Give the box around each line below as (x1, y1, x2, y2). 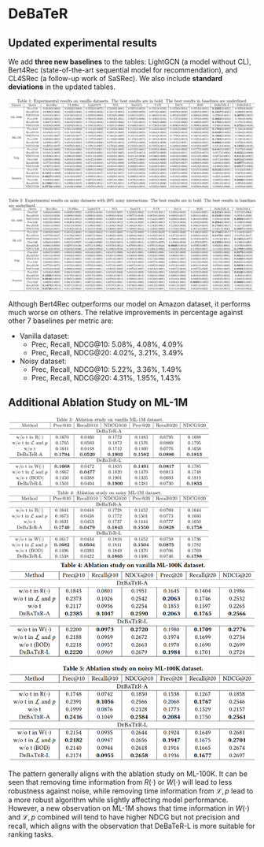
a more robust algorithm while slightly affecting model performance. (8, 795, 229, 804)
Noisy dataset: (19, 356, 67, 366)
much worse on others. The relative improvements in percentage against (8, 308, 244, 318)
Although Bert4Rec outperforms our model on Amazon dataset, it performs (8, 299, 251, 309)
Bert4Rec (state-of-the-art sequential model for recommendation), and (8, 65, 238, 75)
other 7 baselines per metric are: (8, 316, 114, 325)
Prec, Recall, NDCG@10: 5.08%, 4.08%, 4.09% (31, 340, 184, 349)
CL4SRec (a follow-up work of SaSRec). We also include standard (8, 74, 222, 83)
